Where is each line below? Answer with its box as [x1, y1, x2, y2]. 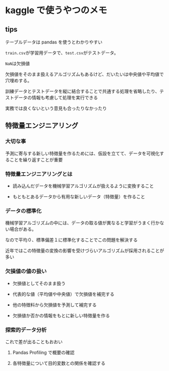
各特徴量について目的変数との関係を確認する [12, 360, 106, 366]
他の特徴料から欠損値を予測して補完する [12, 301, 97, 308]
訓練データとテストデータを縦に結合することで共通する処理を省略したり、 [5, 88, 160, 94]
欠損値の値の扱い [5, 268, 47, 275]
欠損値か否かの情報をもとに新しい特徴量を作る [12, 312, 110, 319]
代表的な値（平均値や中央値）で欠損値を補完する [12, 291, 115, 297]
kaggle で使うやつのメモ [5, 5, 107, 16]
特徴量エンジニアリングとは [5, 170, 73, 177]
